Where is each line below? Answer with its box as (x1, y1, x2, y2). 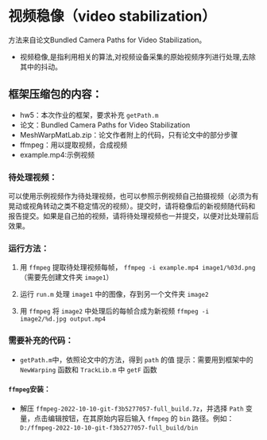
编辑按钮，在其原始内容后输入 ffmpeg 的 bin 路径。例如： (47, 413, 234, 422)
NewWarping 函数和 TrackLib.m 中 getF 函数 (19, 364, 157, 374)
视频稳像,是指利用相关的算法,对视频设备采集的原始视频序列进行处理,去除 (19, 52, 256, 61)
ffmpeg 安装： (8, 384, 51, 394)
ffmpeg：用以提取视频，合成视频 (19, 140, 128, 150)
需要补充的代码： (8, 335, 74, 346)
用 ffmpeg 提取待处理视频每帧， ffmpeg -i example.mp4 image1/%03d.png (19, 263, 256, 272)
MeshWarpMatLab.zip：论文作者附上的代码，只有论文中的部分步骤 (19, 130, 238, 139)
